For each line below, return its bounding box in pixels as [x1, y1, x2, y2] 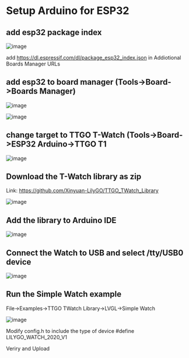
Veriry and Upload [6, 345, 50, 352]
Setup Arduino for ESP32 [6, 4, 129, 18]
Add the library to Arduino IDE [6, 215, 117, 225]
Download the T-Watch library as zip [6, 172, 142, 182]
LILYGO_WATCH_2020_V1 [6, 333, 67, 340]
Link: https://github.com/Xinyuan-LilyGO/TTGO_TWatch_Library [6, 187, 159, 194]
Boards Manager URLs [6, 60, 60, 67]
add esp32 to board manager [6, 77, 114, 87]
